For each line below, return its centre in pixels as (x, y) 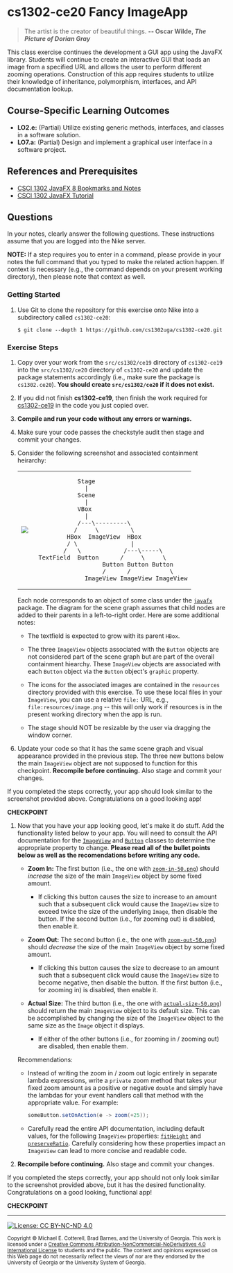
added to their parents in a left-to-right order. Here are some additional (118, 615)
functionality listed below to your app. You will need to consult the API (117, 833)
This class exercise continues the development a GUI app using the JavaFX (115, 52)
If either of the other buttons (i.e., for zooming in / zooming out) (129, 1039)
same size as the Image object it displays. (86, 1025)
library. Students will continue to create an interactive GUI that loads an (109, 59)
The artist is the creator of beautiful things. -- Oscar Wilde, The (115, 31)
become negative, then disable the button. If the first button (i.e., (130, 982)
